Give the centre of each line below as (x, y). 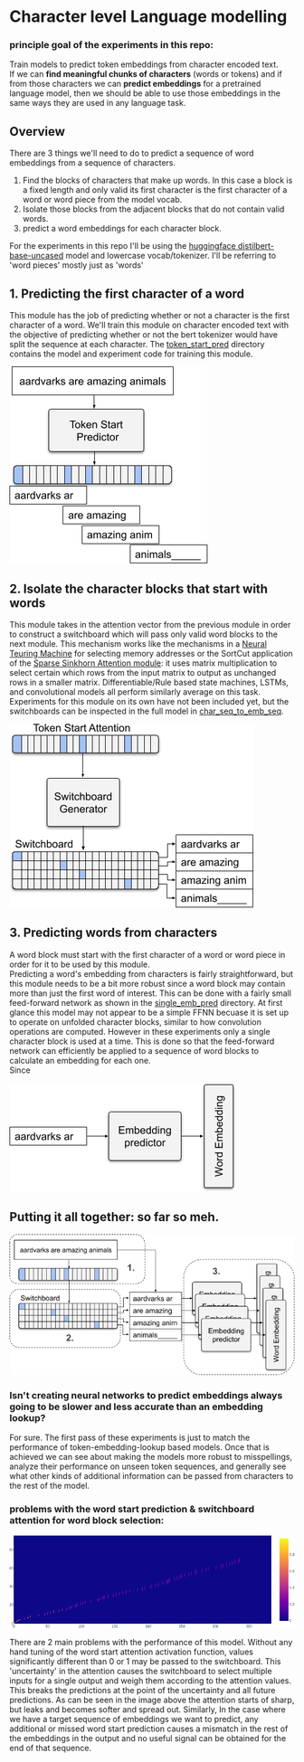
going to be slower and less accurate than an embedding (137, 1407)
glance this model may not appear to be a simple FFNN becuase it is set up (149, 1012)
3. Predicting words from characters (114, 933)
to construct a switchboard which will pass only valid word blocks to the (144, 634)
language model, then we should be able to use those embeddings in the (145, 93)
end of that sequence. (51, 1748)
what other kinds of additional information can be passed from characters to (152, 1476)
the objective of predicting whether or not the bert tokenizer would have (144, 335)
